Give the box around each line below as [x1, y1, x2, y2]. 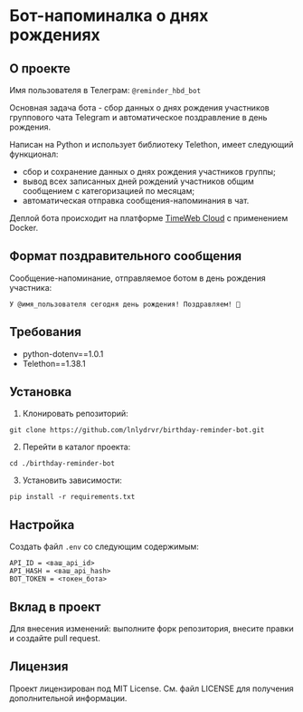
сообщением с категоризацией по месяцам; [22, 186, 195, 196]
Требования [9, 324, 81, 340]
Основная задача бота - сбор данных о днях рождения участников [9, 102, 270, 113]
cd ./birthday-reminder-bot [9, 459, 116, 468]
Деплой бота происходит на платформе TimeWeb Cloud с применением [9, 213, 289, 223]
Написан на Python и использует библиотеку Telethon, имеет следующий [9, 140, 294, 149]
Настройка [9, 517, 75, 533]
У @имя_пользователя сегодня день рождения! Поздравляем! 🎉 [9, 300, 241, 309]
